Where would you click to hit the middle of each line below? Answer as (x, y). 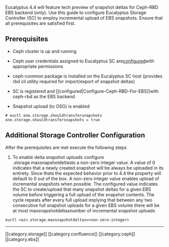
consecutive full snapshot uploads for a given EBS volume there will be (86, 205)
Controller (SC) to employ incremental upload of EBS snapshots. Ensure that (84, 18)
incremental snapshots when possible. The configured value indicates (85, 184)
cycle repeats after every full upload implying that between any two (82, 200)
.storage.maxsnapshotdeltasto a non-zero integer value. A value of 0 (84, 162)
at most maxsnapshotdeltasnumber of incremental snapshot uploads (84, 210)
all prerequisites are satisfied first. (40, 23)
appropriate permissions (38, 66)
